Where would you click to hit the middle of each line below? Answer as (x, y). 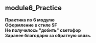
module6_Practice (34, 8)
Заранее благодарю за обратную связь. (48, 35)
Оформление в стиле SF (31, 25)
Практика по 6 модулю (30, 20)
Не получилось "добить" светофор (43, 30)
